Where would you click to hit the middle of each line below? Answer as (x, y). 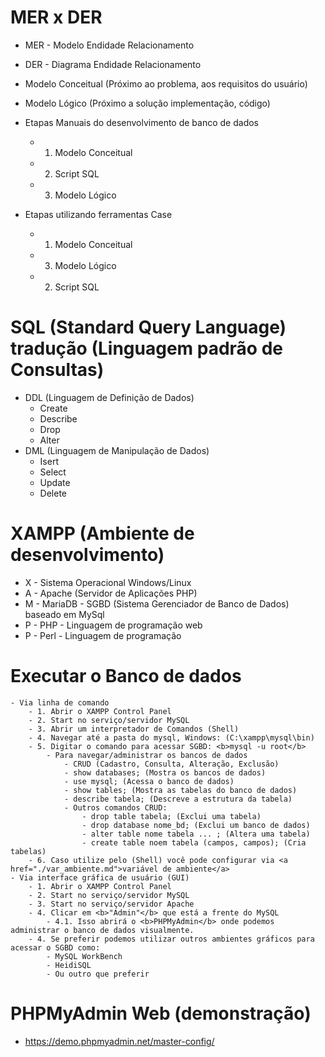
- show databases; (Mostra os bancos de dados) (165, 772)
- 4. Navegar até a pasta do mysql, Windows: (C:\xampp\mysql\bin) (171, 737)
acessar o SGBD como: (55, 947)
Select (53, 472)
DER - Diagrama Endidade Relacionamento (113, 64)
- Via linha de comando (60, 702)
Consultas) (57, 370)
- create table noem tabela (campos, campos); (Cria (194, 842)
